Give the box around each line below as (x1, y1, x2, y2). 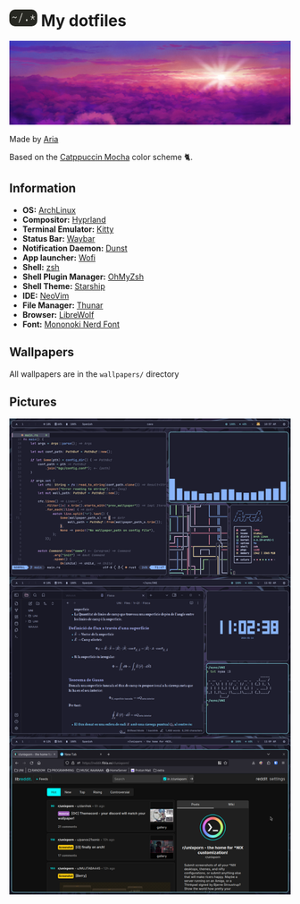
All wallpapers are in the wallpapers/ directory (9, 368, 179, 380)
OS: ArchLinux (21, 204, 76, 215)
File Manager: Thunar (21, 300, 104, 311)
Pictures (9, 395, 57, 410)
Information (9, 181, 77, 196)
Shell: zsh (21, 261, 60, 272)
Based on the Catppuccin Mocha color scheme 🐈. (9, 152, 194, 163)
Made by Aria (9, 134, 59, 145)
